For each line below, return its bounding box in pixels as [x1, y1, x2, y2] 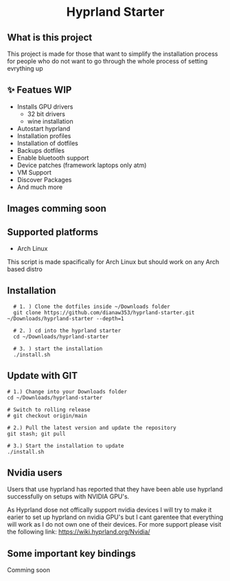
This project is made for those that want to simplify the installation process [7, 50, 218, 58]
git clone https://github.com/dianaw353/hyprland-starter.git [13, 309, 195, 316]
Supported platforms [7, 226, 98, 238]
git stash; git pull [7, 430, 67, 437]
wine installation [27, 117, 73, 125]
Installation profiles [16, 131, 71, 140]
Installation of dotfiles [16, 139, 79, 147]
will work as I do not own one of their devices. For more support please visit [7, 520, 222, 529]
